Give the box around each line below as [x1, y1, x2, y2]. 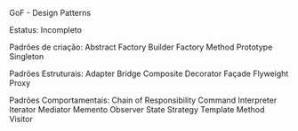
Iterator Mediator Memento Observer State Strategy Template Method [9, 104, 265, 114]
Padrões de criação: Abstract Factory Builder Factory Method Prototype [9, 42, 273, 52]
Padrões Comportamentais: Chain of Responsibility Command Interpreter [9, 95, 278, 105]
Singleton [9, 51, 44, 61]
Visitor [9, 114, 33, 124]
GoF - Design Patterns [9, 8, 92, 18]
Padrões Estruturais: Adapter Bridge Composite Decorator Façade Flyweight [9, 68, 289, 79]
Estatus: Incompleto [9, 25, 83, 35]
